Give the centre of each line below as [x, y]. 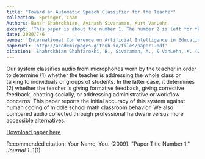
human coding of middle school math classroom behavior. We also [90, 107]
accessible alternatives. [36, 120]
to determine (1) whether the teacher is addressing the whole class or [94, 75]
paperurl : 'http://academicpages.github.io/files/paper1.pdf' [87, 46]
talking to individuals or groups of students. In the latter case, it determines [101, 81]
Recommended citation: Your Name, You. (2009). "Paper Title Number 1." [98, 144]
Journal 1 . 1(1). [24, 150]
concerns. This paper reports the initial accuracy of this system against [96, 101]
